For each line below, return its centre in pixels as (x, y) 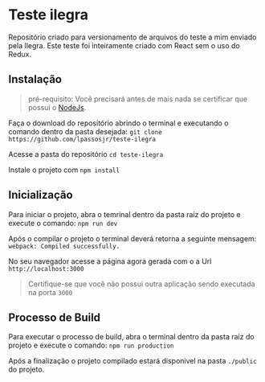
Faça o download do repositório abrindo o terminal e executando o (118, 123)
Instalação (35, 79)
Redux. (20, 54)
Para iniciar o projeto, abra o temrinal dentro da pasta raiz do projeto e (124, 214)
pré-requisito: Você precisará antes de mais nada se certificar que (137, 99)
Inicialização (41, 195)
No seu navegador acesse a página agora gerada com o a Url (110, 261)
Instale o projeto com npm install (64, 170)
